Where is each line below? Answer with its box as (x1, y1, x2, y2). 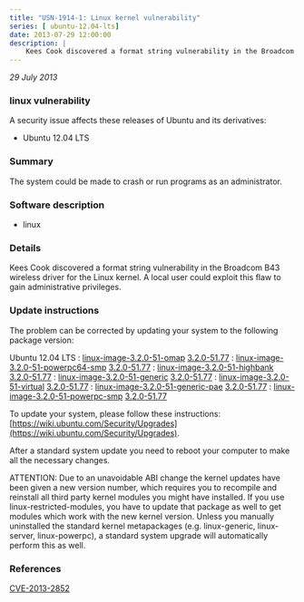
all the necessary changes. (9, 454, 111, 465)
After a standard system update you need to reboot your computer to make (9, 445, 290, 456)
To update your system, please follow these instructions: (9, 408, 221, 419)
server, (9, 529, 36, 540)
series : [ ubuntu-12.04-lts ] (9, 22, 120, 31)
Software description (9, 199, 105, 211)
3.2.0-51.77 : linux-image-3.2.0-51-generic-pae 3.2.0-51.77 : (46, 381, 272, 392)
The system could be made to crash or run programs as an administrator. (9, 176, 283, 187)
